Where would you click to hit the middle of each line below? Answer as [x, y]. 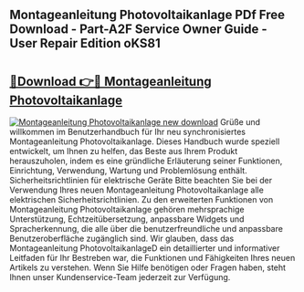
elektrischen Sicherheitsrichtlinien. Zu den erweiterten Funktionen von [142, 199]
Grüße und [241, 122]
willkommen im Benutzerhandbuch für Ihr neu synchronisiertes [128, 132]
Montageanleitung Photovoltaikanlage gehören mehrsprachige [127, 209]
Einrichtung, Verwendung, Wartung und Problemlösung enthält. [129, 171]
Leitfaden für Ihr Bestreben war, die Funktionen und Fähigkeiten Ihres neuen [152, 258]
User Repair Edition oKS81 [85, 43]
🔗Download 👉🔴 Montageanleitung [110, 81]
